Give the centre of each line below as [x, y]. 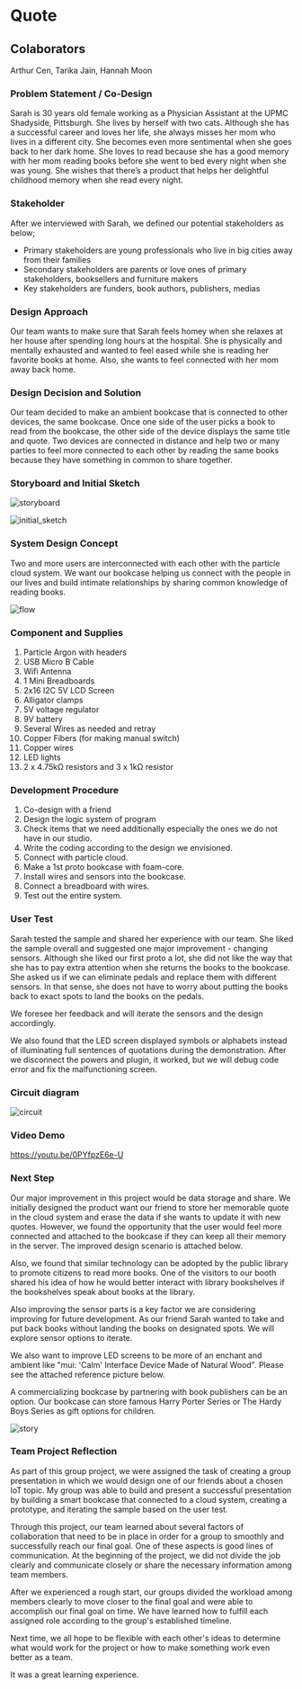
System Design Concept [64, 543]
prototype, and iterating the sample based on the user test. [119, 1509]
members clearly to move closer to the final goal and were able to [132, 1601]
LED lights [42, 757]
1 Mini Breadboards [59, 681]
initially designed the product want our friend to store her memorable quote [150, 1207]
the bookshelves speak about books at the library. [103, 1291]
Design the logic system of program [89, 819]
